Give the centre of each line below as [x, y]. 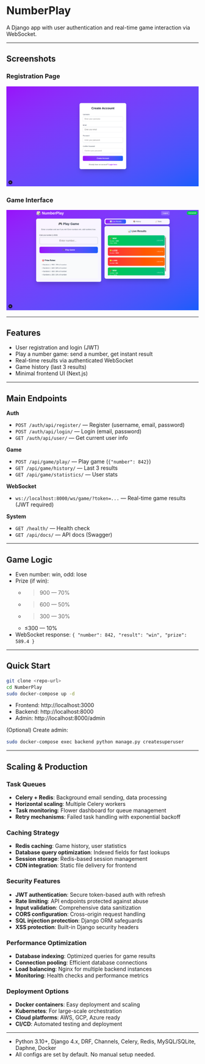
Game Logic [30, 560]
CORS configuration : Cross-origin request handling [80, 914]
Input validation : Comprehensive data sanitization [78, 907]
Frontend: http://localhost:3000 [55, 705]
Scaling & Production [47, 767]
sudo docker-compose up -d [41, 694]
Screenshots [31, 59]
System [16, 517]
